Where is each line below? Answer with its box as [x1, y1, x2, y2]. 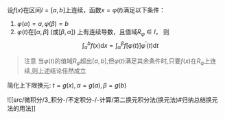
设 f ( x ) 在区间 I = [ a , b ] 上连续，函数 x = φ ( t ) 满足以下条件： [7, 6, 166, 14]
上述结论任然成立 [37, 67, 86, 75]
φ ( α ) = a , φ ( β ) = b [16, 20, 69, 27]
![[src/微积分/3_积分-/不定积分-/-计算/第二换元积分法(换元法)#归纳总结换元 [7, 96, 218, 104]
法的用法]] [7, 105, 36, 113]
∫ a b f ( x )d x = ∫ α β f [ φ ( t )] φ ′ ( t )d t [82, 40, 159, 51]
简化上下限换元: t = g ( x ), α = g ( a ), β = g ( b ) [7, 81, 127, 90]
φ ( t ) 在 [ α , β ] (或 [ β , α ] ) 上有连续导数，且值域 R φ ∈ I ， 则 [16, 28, 169, 38]
